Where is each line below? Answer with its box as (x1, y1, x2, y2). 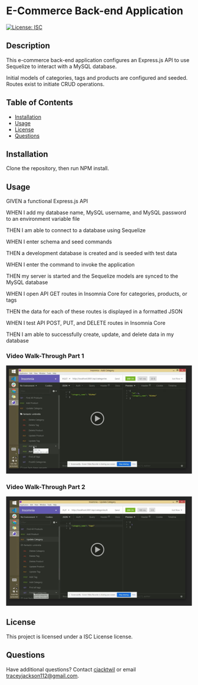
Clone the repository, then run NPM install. (6, 165, 110, 172)
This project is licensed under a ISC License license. (6, 633, 133, 640)
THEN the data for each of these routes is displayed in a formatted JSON (6, 308, 183, 315)
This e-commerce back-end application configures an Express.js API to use (6, 56, 190, 63)
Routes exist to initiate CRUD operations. (6, 80, 105, 87)
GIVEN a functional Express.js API (6, 198, 88, 205)
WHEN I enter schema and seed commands (6, 238, 112, 246)
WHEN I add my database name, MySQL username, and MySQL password (6, 209, 187, 216)
